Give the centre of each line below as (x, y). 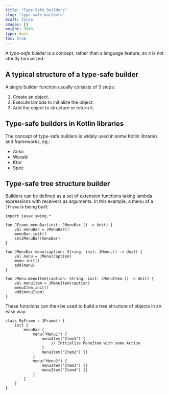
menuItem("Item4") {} (65, 370)
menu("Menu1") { (50, 334)
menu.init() (27, 261)
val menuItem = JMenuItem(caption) (52, 283)
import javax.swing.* (28, 216)
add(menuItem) (29, 292)
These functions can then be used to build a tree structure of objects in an (83, 306)
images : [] (17, 24)
